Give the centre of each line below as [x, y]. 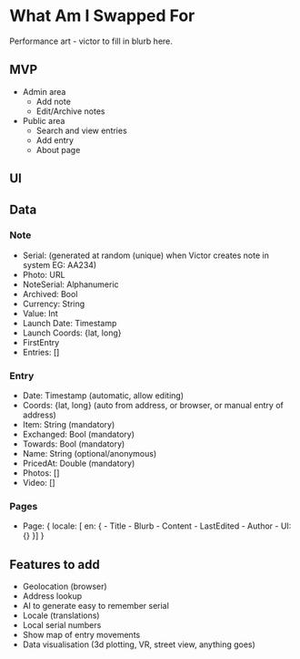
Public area [44, 120]
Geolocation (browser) [65, 587]
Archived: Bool [50, 293]
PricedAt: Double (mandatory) [79, 463]
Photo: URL [44, 274]
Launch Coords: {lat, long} [72, 333]
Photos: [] [41, 473]
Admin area [44, 91]
